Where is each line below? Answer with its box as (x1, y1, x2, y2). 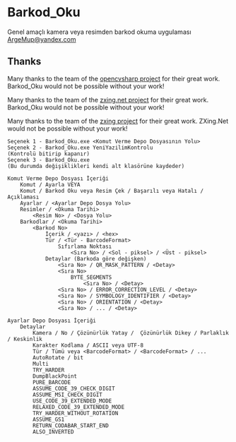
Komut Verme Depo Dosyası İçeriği (7, 174, 110, 182)
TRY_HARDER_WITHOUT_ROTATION (33, 410, 119, 417)
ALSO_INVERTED (33, 428, 74, 435)
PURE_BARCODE (33, 378, 71, 386)
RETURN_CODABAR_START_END (33, 422, 110, 429)
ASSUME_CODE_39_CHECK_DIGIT (33, 385, 115, 392)
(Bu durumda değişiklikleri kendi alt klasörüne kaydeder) (7, 162, 185, 169)
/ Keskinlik (7, 335, 42, 342)
